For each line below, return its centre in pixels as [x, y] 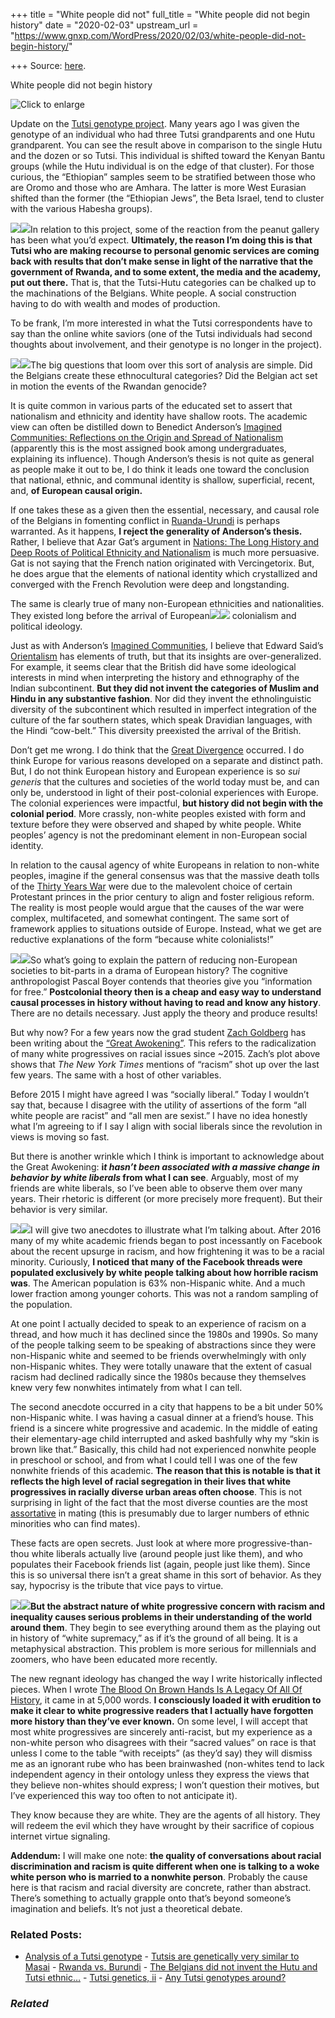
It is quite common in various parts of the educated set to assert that [151, 405]
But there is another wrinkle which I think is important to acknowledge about [167, 1156]
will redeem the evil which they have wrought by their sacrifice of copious [162, 1825]
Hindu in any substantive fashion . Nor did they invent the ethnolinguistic [161, 698]
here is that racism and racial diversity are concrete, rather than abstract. [161, 1887]
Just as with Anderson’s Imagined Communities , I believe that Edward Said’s [167, 645]
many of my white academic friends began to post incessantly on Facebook [166, 1240]
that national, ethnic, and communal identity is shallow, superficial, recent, [163, 480]
